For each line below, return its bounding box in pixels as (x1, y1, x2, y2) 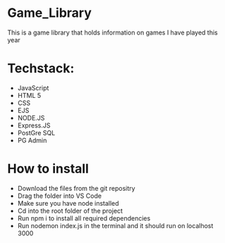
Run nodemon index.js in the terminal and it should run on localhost (17, 221, 214, 230)
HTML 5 (17, 91, 42, 99)
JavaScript (17, 83, 49, 92)
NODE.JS (17, 113, 45, 122)
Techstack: (7, 61, 75, 77)
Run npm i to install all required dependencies (17, 213, 151, 223)
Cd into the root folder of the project (17, 206, 123, 215)
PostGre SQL (17, 128, 56, 137)
